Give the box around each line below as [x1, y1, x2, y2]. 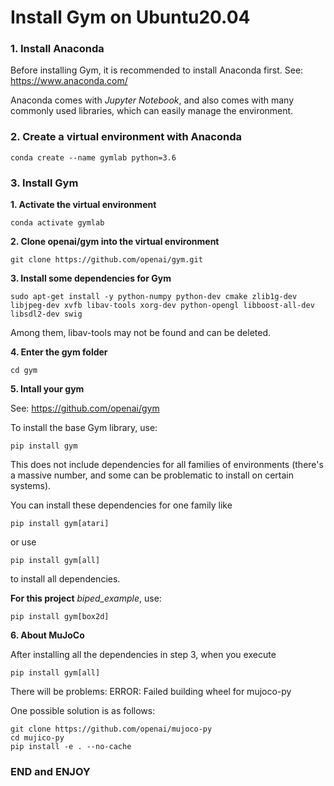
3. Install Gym [10, 176, 79, 190]
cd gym [10, 366, 38, 376]
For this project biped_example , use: [10, 592, 162, 605]
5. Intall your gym [10, 383, 85, 395]
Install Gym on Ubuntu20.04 [10, 6, 251, 29]
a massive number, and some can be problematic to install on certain [10, 469, 295, 481]
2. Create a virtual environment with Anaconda [10, 130, 243, 144]
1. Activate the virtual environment [10, 199, 157, 211]
